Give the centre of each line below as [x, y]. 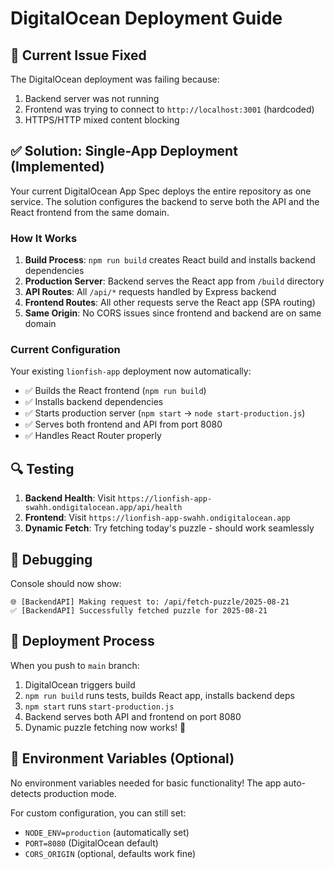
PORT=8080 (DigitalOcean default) [91, 843]
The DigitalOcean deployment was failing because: [115, 79]
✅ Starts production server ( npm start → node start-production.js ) [165, 413]
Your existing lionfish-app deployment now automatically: [131, 371]
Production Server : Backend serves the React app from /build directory [174, 281]
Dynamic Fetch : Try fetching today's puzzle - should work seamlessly [169, 528]
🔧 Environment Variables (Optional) [122, 758]
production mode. [80, 793]
